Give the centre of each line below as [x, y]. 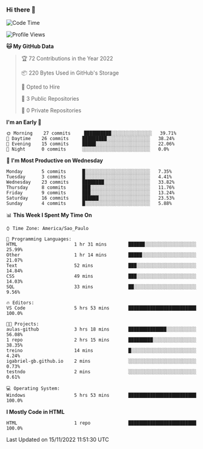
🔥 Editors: [20, 303]
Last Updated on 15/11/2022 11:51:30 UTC [58, 440]
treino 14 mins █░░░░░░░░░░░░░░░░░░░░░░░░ [101, 351]
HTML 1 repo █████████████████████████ [101, 423]
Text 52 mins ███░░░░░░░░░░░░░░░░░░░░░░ [101, 266]
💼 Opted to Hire [41, 87]
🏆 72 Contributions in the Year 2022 [67, 59]
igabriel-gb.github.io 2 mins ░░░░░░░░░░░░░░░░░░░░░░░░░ [101, 361]
